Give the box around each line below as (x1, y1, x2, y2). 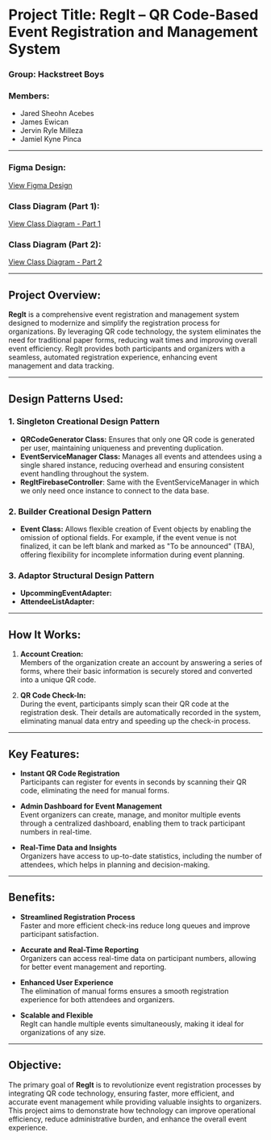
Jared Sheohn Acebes (19, 109, 94, 119)
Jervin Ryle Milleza (19, 126, 83, 135)
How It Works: (8, 627, 81, 642)
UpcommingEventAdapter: (19, 589, 113, 598)
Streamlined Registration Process (19, 912, 135, 922)
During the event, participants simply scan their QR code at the (19, 699, 230, 709)
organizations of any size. (19, 1027, 106, 1037)
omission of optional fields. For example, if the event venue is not (19, 533, 237, 543)
